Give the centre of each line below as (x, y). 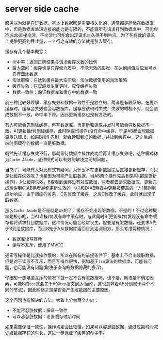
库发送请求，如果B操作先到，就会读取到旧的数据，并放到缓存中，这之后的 (79, 137)
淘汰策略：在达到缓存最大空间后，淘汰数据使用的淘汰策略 (69, 80)
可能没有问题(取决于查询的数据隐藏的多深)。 (62, 267)
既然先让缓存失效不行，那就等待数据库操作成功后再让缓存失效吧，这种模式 (79, 153)
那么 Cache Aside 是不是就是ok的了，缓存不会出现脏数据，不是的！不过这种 (79, 210)
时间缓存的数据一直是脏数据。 (39, 143)
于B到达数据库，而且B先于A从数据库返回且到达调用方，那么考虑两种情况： (79, 228)
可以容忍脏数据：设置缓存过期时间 (46, 316)
